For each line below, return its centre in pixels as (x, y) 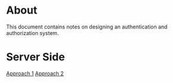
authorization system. (33, 33)
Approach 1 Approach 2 (35, 73)
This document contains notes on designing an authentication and (87, 27)
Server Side (36, 57)
